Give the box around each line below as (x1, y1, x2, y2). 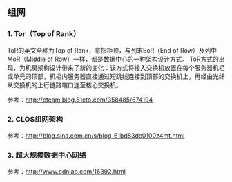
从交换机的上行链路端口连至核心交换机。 (7, 80, 122, 89)
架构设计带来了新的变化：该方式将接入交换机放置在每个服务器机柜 (37, 63, 225, 71)
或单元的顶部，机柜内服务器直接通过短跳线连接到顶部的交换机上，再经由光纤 (7, 72, 225, 80)
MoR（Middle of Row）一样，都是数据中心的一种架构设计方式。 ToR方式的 (7, 55, 219, 63)
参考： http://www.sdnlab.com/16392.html (7, 167, 126, 176)
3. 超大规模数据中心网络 (7, 150, 86, 160)
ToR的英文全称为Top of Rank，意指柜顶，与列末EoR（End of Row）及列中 (7, 46, 217, 54)
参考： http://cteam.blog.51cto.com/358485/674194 (7, 95, 153, 104)
